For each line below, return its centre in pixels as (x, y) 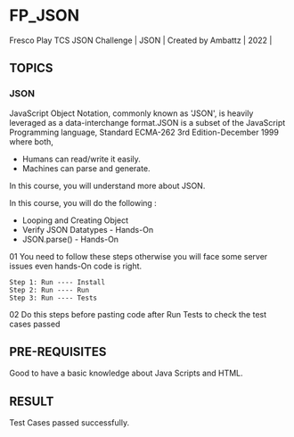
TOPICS (31, 68)
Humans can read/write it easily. (81, 159)
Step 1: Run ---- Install (57, 282)
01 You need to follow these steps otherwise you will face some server (139, 256)
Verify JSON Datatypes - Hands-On (88, 229)
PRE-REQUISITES (58, 352)
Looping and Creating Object (75, 220)
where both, (31, 141)
